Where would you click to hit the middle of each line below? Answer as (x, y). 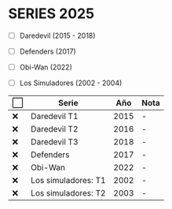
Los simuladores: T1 (68, 181)
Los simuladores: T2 (68, 193)
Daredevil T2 (55, 129)
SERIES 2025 (51, 14)
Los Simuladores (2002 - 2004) (71, 83)
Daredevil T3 (55, 142)
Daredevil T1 (55, 117)
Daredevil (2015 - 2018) (57, 35)
